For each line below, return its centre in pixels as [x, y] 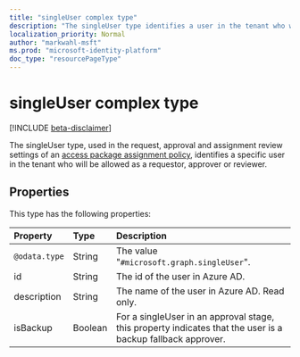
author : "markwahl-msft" [55, 42]
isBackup [33, 328]
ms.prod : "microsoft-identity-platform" [86, 51]
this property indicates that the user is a [199, 328]
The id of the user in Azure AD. [180, 276]
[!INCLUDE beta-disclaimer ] [60, 128]
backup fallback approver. [171, 338]
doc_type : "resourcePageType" [66, 59]
